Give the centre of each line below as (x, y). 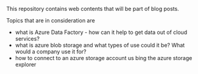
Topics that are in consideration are (51, 20)
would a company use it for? (51, 52)
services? (27, 39)
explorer (26, 64)
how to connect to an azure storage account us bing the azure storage (104, 58)
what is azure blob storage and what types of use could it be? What (100, 45)
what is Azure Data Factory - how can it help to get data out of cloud (101, 32)
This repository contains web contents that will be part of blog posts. (93, 9)
